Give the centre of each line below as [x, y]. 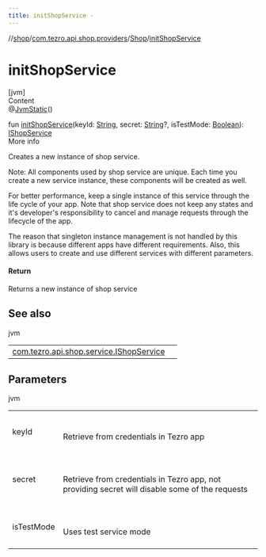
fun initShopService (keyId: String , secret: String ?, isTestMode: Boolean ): [126, 124]
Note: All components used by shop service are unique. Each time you [123, 172]
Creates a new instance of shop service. [74, 156]
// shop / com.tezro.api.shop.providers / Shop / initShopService [105, 38]
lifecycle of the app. [41, 221]
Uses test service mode [107, 532]
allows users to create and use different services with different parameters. [131, 253]
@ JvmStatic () [30, 109]
